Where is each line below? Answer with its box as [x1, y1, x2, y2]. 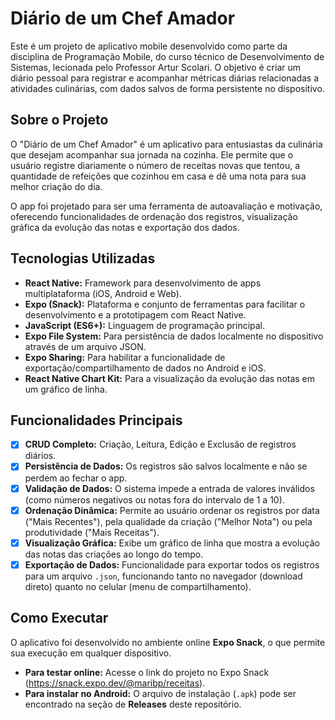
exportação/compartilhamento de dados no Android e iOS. [24, 362, 267, 374]
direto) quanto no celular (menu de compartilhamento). [24, 580, 252, 592]
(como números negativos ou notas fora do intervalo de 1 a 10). [24, 493, 285, 506]
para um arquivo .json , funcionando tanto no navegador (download [24, 570, 303, 582]
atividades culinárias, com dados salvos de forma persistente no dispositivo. [10, 82, 325, 94]
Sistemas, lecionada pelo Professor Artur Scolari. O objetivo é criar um [10, 61, 302, 73]
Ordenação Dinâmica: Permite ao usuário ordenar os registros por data [24, 504, 320, 516]
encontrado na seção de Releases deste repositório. [24, 698, 242, 710]
